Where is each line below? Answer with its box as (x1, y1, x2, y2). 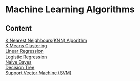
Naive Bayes (5, 59, 32, 65)
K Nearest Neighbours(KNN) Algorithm (5, 37, 87, 43)
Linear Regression (5, 48, 44, 54)
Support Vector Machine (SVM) (5, 70, 72, 76)
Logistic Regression (5, 53, 47, 60)
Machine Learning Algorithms (5, 4, 135, 15)
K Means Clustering (5, 43, 47, 49)
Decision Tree (5, 65, 35, 70)
